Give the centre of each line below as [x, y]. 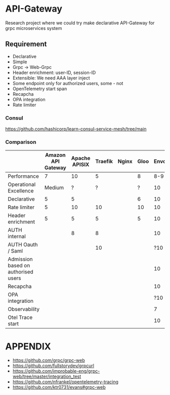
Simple [20, 62]
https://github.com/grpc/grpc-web [49, 361]
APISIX [81, 165]
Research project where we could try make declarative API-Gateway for [80, 23]
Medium [54, 188]
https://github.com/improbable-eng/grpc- [56, 371]
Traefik [104, 162]
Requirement [26, 44]
